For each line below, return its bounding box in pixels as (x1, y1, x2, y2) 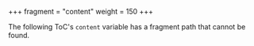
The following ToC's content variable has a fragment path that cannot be (8, 22, 246, 31)
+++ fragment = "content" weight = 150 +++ (8, 7, 153, 16)
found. (8, 31, 30, 40)
